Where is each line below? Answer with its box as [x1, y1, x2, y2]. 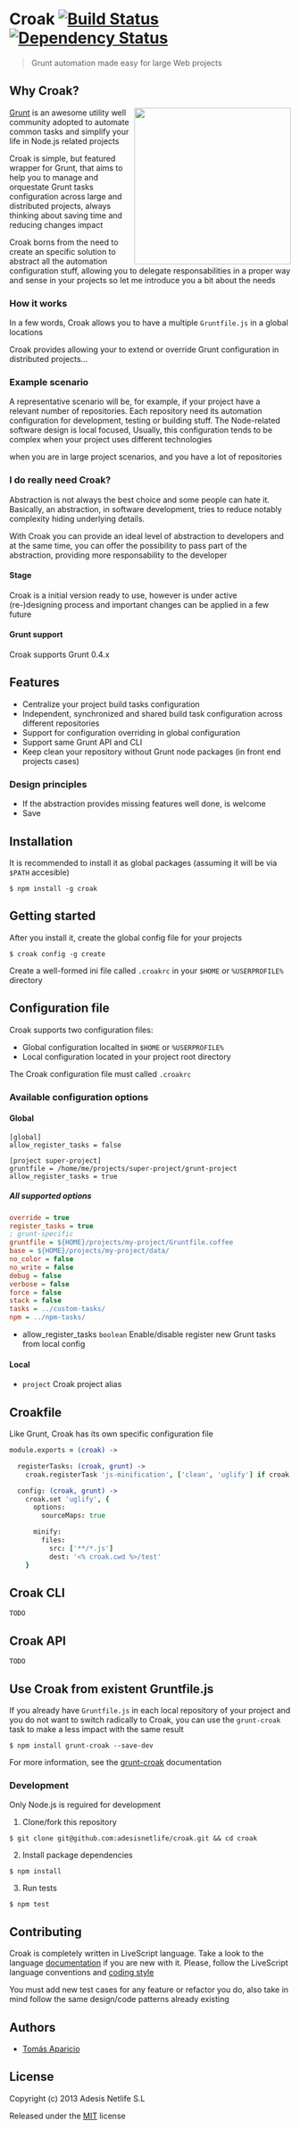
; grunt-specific [9, 1230, 74, 1239]
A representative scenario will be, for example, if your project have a [9, 396, 261, 407]
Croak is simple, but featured [9, 153, 116, 164]
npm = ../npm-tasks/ [9, 1313, 87, 1322]
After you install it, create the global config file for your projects [9, 932, 243, 943]
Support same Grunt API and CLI [21, 736, 143, 747]
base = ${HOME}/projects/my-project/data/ [9, 1247, 170, 1256]
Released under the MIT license [9, 2110, 127, 2121]
